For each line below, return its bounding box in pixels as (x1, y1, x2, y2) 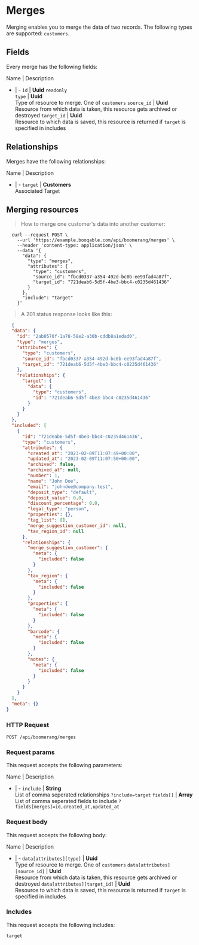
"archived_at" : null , (27, 467, 82, 473)
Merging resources (6, 204, 79, 214)
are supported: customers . (6, 29, 70, 37)
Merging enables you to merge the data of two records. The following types (6, 23, 192, 31)
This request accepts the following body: (6, 831, 107, 838)
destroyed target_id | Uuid (14, 111, 82, 119)
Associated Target (14, 187, 60, 195)
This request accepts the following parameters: (6, 762, 123, 769)
